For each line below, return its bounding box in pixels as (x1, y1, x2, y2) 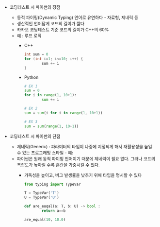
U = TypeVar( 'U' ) (24, 195, 59, 200)
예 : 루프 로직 (16, 33, 42, 38)
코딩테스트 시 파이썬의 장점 (9, 4, 61, 10)
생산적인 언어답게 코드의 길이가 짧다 (16, 21, 85, 26)
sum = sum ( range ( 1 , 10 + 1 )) (24, 123, 79, 129)
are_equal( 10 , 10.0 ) (24, 217, 66, 222)
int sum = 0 (24, 52, 48, 57)
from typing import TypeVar (24, 182, 81, 187)
